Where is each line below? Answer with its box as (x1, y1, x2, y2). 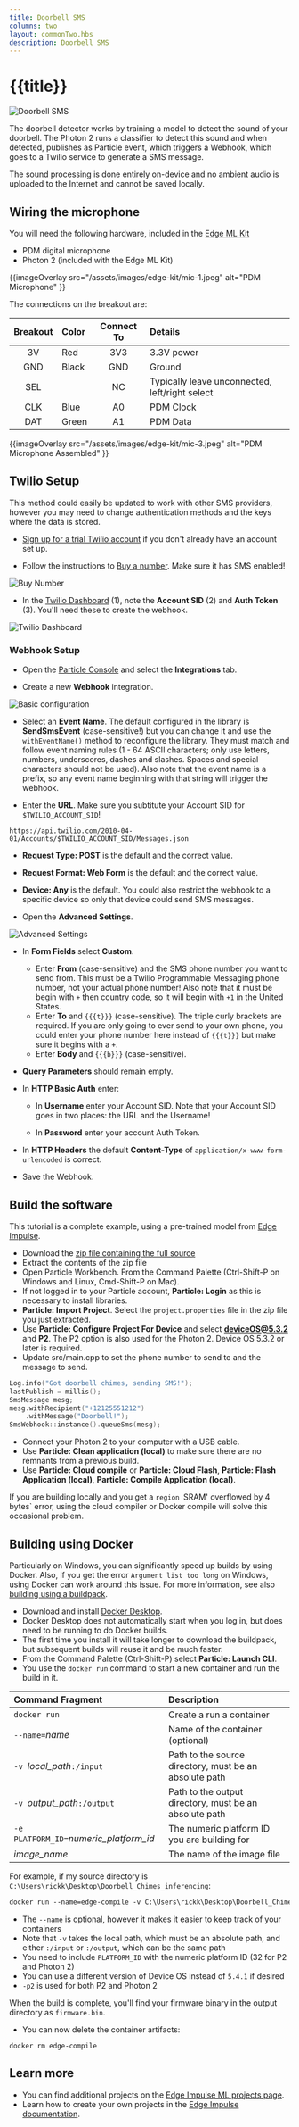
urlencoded (21, 1156, 63, 1165)
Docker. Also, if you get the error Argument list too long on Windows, (9, 1569, 269, 1580)
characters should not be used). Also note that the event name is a (21, 764, 267, 775)
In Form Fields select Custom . (21, 946, 134, 957)
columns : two (9, 21, 58, 30)
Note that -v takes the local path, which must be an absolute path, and (21, 1932, 280, 1943)
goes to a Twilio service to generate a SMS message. (9, 152, 205, 162)
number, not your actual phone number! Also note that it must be (35, 983, 273, 993)
